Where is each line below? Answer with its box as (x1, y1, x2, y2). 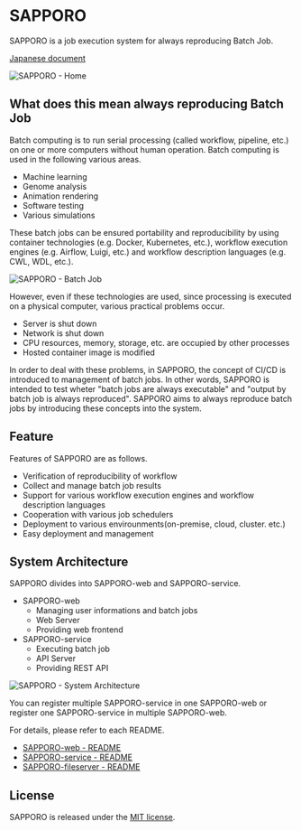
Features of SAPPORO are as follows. (9, 453, 148, 463)
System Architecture (9, 554, 129, 569)
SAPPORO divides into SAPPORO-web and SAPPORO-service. (9, 578, 242, 589)
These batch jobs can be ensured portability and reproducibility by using (9, 227, 279, 238)
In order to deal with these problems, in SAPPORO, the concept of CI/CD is (9, 364, 287, 375)
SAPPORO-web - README (22, 742, 122, 753)
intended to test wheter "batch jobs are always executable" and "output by (9, 383, 287, 394)
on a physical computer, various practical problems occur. (9, 300, 225, 312)
